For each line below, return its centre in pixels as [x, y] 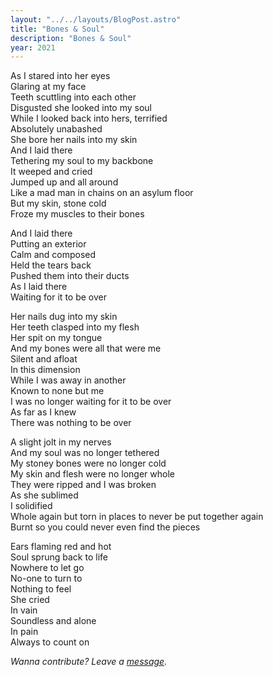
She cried [30, 600]
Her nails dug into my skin [64, 317]
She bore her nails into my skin [74, 140]
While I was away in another [68, 380]
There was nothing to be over [71, 423]
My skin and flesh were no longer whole [92, 474]
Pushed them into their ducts [70, 276]
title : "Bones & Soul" [57, 29]
